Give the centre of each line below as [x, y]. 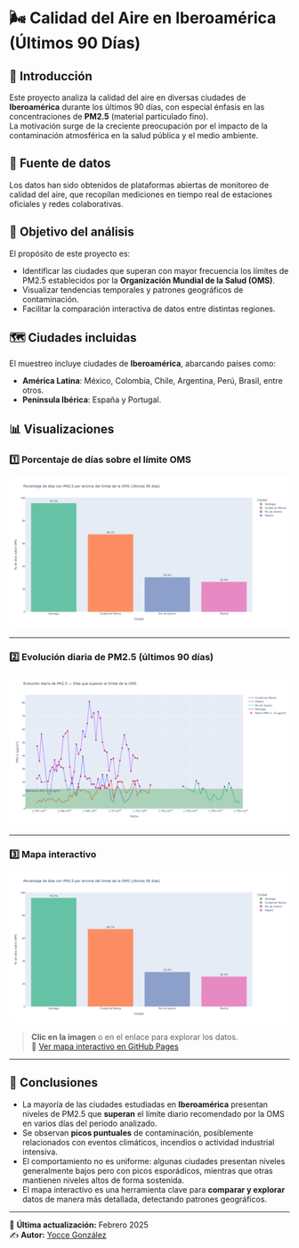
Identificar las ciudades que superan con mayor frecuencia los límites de [155, 270]
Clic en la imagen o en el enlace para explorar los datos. [134, 1037]
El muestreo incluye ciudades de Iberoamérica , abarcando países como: [142, 364]
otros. [33, 391]
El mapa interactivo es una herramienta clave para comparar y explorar [154, 1189]
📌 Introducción [51, 76]
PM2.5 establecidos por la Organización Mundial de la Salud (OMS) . [149, 280]
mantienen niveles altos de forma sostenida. [103, 1180]
